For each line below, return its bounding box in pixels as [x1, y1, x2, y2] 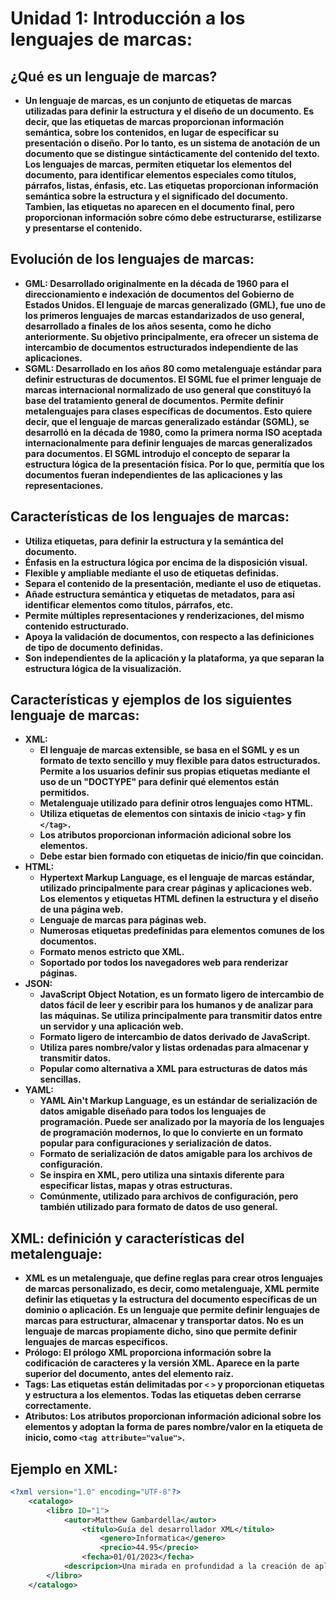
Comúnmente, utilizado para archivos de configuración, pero [39, 1190, 299, 1202]
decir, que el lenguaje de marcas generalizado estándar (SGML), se [24, 415, 310, 427]
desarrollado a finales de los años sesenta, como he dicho [24, 320, 272, 332]
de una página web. [39, 903, 124, 916]
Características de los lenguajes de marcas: [10, 508, 290, 526]
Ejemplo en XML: [10, 1460, 118, 1477]
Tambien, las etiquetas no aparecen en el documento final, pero [24, 201, 295, 212]
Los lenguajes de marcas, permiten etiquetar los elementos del [24, 158, 292, 170]
